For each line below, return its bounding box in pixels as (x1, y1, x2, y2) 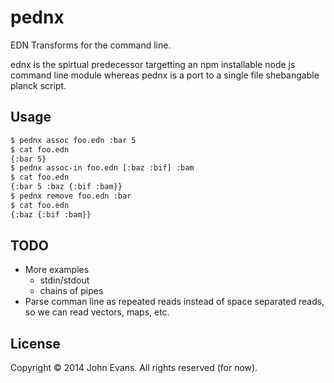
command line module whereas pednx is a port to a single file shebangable (10, 69, 320, 81)
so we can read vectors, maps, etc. (24, 306, 170, 318)
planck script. (10, 79, 67, 91)
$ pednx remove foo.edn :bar (10, 191, 132, 201)
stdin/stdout (39, 274, 90, 286)
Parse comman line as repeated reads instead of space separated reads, (24, 296, 325, 308)
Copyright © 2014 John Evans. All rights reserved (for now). (10, 362, 258, 374)
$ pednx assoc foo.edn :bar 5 (10, 135, 137, 145)
